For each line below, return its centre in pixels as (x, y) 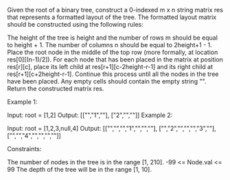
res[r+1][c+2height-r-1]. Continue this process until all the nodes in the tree (113, 74)
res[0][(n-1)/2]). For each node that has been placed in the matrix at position (115, 60)
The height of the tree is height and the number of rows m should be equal (113, 38)
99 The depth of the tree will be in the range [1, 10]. (80, 169)
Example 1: (22, 102)
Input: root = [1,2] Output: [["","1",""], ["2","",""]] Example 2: (90, 115)
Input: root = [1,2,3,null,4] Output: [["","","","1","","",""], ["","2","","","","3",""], (112, 128)
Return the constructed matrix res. (56, 89)
